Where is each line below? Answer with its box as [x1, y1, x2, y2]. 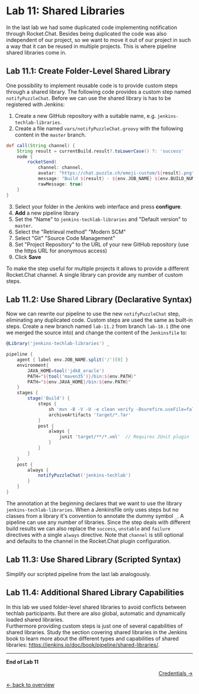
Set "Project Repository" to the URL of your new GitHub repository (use [14, 241, 189, 248]
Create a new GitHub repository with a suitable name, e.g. [14, 112, 156, 119]
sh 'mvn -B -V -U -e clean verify [48, 406, 134, 412]
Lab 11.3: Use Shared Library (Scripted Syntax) [6, 555, 181, 565]
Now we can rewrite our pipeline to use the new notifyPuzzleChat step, [6, 310, 181, 318]
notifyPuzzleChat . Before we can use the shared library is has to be [6, 94, 172, 101]
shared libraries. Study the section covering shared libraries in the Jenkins [6, 628, 188, 635]
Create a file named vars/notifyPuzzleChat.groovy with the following [14, 124, 184, 132]
